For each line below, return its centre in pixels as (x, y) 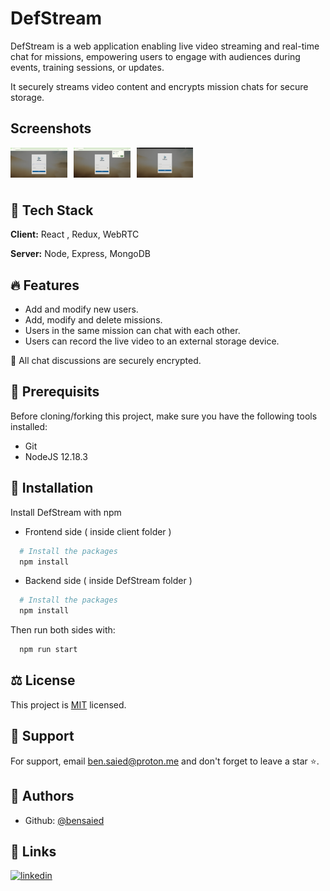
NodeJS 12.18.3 (56, 456)
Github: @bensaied (64, 820)
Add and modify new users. (81, 309)
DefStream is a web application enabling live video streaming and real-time (165, 46)
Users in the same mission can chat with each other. (132, 331)
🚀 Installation (52, 488)
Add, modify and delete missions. (93, 320)
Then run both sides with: (63, 630)
